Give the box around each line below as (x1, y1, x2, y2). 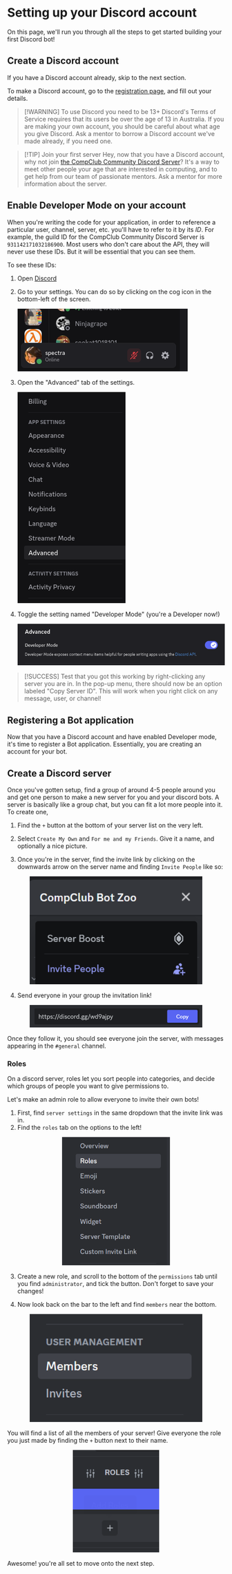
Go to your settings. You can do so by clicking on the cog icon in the (17, 287, 212, 296)
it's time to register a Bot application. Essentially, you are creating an (7, 740, 202, 749)
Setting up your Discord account (7, 5, 197, 21)
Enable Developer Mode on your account (7, 200, 186, 211)
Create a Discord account (7, 55, 119, 67)
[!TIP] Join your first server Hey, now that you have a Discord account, (23, 150, 225, 158)
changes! (17, 1287, 44, 1295)
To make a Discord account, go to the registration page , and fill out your (7, 86, 212, 95)
